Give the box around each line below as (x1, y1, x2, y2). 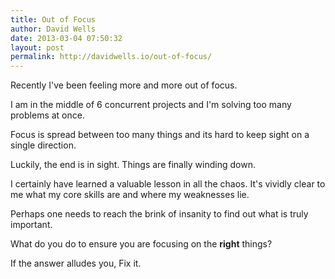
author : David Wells (10, 24, 97, 34)
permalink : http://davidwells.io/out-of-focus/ (10, 52, 213, 62)
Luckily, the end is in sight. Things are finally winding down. (10, 159, 256, 171)
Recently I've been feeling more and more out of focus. (10, 79, 238, 91)
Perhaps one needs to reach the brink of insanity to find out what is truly (10, 208, 309, 220)
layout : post (10, 42, 65, 53)
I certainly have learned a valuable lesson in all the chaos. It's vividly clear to (10, 178, 326, 190)
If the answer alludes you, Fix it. (10, 257, 142, 270)
